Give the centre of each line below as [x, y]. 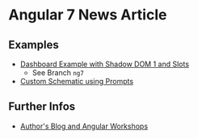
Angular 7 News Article [88, 15]
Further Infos [42, 107]
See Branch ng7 [58, 73]
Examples [34, 45]
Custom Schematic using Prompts [77, 81]
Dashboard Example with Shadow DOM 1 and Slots [105, 64]
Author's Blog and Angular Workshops [84, 126]
